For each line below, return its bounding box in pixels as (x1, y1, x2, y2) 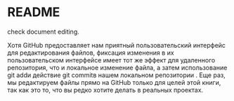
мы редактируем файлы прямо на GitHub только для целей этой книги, (7, 78, 221, 86)
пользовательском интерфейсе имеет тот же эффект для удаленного (7, 55, 216, 64)
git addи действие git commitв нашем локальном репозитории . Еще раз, (7, 71, 226, 79)
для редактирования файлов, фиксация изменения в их (7, 48, 174, 57)
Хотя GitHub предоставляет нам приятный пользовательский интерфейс (7, 41, 226, 49)
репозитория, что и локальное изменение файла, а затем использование (7, 63, 228, 72)
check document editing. (7, 27, 79, 36)
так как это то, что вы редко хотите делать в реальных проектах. (7, 86, 204, 94)
